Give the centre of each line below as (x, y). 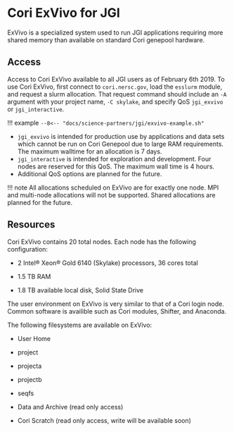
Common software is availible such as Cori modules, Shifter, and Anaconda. (117, 311)
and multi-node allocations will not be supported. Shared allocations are (111, 195)
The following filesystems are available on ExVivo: (80, 325)
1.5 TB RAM (34, 276)
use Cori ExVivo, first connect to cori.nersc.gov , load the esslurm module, (115, 87)
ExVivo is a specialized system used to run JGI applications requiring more (115, 32)
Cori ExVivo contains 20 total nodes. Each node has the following (102, 242)
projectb (30, 379)
